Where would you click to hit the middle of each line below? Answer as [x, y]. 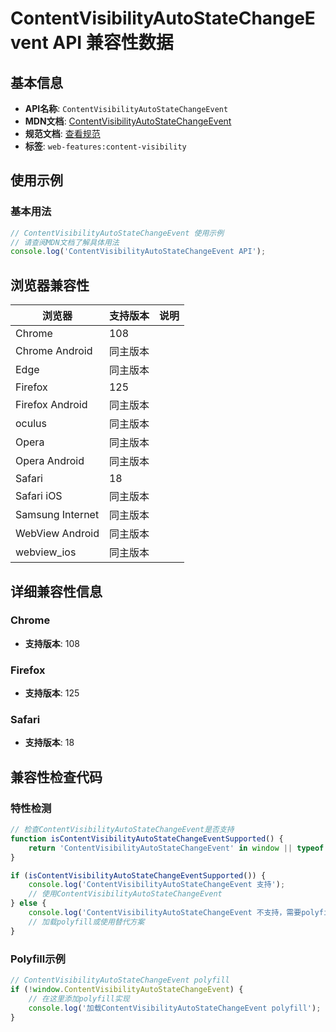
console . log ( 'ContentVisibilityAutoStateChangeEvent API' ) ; [138, 252]
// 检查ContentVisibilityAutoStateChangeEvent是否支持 [122, 830]
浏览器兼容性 [50, 285]
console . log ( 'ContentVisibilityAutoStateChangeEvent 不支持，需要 [165, 913]
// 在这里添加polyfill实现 [79, 998]
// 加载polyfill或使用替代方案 [86, 922]
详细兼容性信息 [56, 591]
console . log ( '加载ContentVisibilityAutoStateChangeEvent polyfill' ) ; [175, 1008]
